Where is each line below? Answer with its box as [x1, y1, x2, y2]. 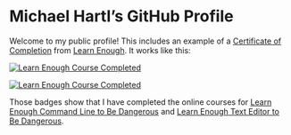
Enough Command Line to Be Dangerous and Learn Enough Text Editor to [9, 106, 279, 116]
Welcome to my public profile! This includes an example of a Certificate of [9, 36, 282, 46]
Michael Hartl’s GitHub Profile [9, 6, 234, 27]
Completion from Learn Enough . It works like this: [9, 44, 191, 55]
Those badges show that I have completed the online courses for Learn [9, 96, 272, 107]
